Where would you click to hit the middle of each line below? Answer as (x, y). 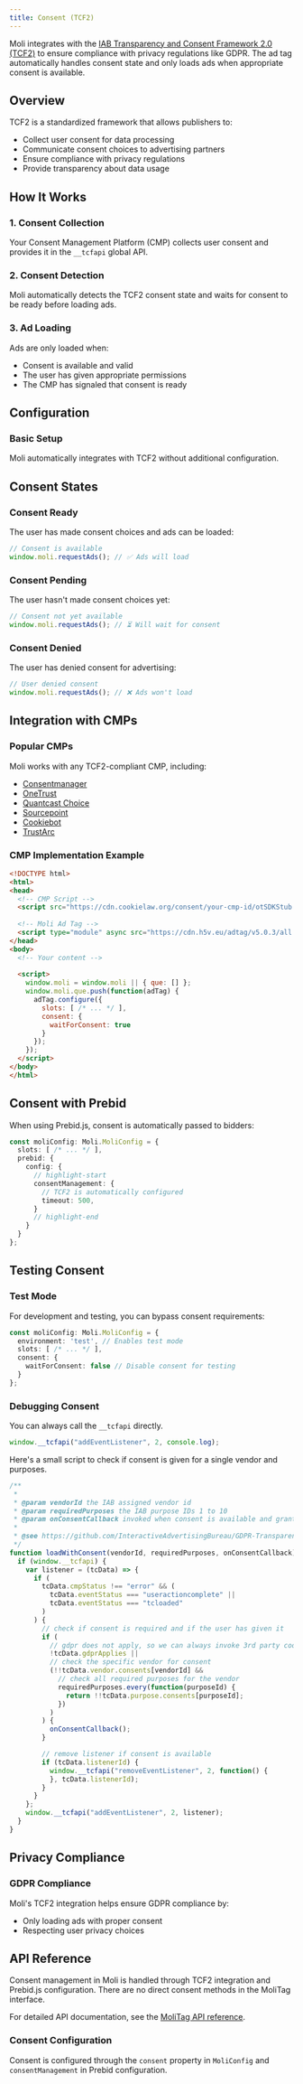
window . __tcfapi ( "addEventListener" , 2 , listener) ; (124, 1813)
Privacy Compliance (67, 1858)
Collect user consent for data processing (98, 140)
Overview (37, 101)
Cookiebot (41, 822)
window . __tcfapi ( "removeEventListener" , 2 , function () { (159, 1771)
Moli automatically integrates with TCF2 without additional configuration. (144, 458)
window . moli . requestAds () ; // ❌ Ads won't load (101, 693)
